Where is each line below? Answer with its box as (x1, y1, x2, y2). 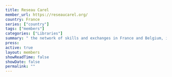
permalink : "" (5, 64, 36, 69)
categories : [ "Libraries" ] (5, 31, 63, 36)
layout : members (5, 50, 40, 55)
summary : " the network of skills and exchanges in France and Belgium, (5, 36, 164, 41)
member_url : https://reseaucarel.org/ (5, 12, 88, 17)
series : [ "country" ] (5, 21, 50, 27)
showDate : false (5, 59, 40, 64)
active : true (5, 45, 33, 50)
